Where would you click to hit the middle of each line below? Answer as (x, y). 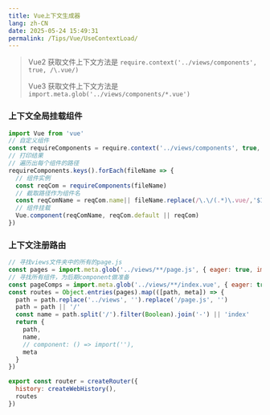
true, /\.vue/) (53, 70)
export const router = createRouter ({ (73, 382)
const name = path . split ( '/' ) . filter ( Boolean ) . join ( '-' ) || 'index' (133, 314)
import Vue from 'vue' (46, 134)
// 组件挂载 (33, 208)
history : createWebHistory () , (66, 389)
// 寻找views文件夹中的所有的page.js (65, 262)
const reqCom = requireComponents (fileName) (91, 186)
